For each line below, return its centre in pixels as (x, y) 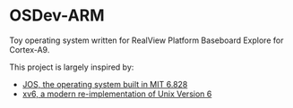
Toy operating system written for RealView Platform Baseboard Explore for (146, 40)
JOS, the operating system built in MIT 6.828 (105, 84)
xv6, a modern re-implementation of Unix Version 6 (117, 94)
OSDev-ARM (57, 16)
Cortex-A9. (30, 49)
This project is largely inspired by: (72, 67)
